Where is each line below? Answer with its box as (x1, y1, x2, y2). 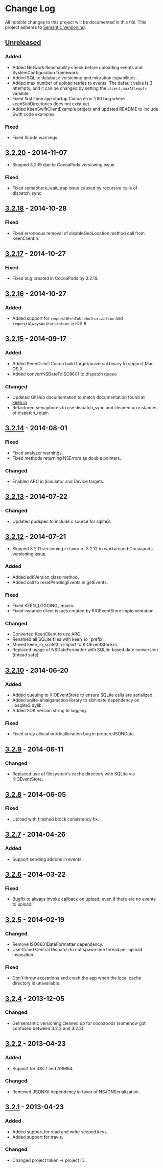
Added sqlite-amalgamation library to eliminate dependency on (12, 697, 140, 703)
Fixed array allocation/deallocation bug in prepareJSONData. (12, 731, 135, 737)
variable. (12, 90, 30, 96)
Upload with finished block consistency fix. (12, 816, 99, 822)
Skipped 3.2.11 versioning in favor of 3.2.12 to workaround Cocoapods (12, 545, 153, 551)
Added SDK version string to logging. (12, 708, 87, 714)
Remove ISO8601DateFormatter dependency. (12, 941, 104, 947)
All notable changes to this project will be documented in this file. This (5, 19, 147, 25)
